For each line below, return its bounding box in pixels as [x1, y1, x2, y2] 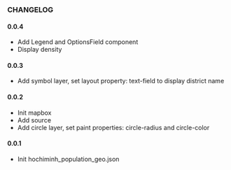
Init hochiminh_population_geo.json [17, 155, 120, 163]
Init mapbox [17, 108, 52, 117]
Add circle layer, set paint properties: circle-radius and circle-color [17, 123, 210, 132]
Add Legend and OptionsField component [17, 38, 139, 46]
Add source [17, 115, 51, 124]
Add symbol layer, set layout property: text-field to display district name [17, 77, 225, 85]
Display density [17, 45, 62, 54]
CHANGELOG [7, 5, 54, 15]
